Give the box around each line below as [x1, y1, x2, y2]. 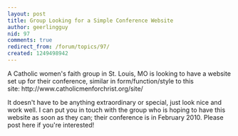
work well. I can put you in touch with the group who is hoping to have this [7, 106, 226, 114]
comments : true [7, 37, 53, 44]
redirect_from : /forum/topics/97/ [7, 43, 110, 50]
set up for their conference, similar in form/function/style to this [7, 76, 195, 85]
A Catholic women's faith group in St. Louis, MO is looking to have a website [7, 69, 232, 78]
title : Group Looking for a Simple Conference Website [7, 17, 174, 24]
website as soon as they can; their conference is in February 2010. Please [7, 113, 224, 121]
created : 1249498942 [7, 50, 69, 57]
